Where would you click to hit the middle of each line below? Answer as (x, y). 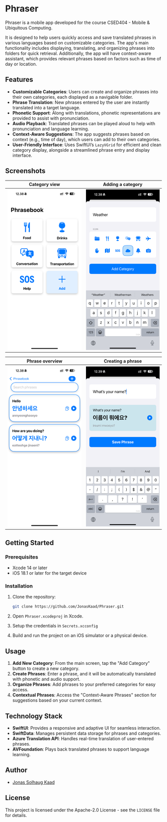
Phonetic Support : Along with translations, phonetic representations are (86, 113)
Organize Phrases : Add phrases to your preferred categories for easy (84, 684)
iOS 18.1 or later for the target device (49, 573)
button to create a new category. (46, 668)
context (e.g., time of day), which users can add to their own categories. (86, 139)
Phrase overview (44, 361)
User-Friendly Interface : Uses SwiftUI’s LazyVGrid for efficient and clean (87, 145)
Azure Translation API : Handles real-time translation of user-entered (83, 738)
